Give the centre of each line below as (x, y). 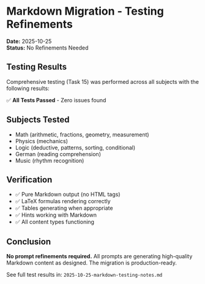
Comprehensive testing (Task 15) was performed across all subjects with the (102, 81)
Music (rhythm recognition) (50, 160)
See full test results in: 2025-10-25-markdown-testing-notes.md (84, 275)
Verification (29, 180)
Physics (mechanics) (42, 141)
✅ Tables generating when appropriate (64, 208)
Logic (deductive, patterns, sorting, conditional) (75, 148)
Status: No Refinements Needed (47, 48)
